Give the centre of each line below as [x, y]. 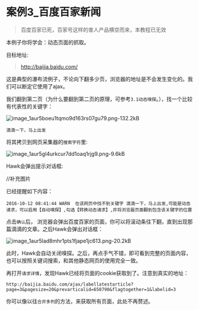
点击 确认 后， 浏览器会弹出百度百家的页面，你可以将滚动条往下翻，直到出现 [97, 221]
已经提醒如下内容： [30, 191]
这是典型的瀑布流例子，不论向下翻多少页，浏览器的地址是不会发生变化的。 [97, 79]
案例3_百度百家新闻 [54, 12]
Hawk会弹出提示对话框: [35, 166]
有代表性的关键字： [30, 106]
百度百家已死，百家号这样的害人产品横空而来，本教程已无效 [93, 30]
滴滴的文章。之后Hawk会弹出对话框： [57, 229]
